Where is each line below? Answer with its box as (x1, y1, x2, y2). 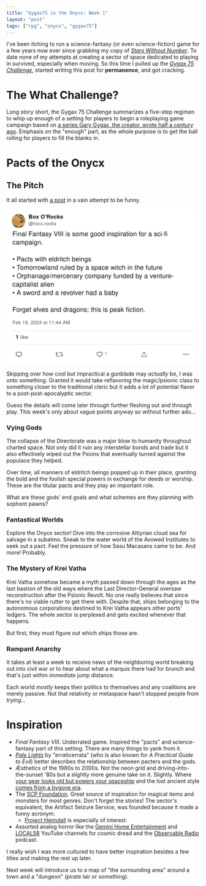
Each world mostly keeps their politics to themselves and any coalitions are (6, 684, 196, 691)
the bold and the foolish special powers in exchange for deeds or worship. (6, 476, 194, 483)
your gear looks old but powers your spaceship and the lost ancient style (15, 777, 200, 785)
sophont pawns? (6, 500, 48, 507)
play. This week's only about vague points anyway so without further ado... (6, 408, 196, 415)
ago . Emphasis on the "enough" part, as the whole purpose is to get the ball (6, 128, 198, 135)
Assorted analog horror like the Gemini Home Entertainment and (15, 823, 178, 831)
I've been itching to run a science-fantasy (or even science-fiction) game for (6, 40, 200, 48)
